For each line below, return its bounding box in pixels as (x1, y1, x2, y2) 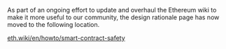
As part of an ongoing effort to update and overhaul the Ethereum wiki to (7, 6, 217, 14)
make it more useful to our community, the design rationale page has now (7, 13, 220, 21)
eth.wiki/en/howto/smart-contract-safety (7, 34, 126, 42)
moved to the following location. (7, 21, 100, 28)
